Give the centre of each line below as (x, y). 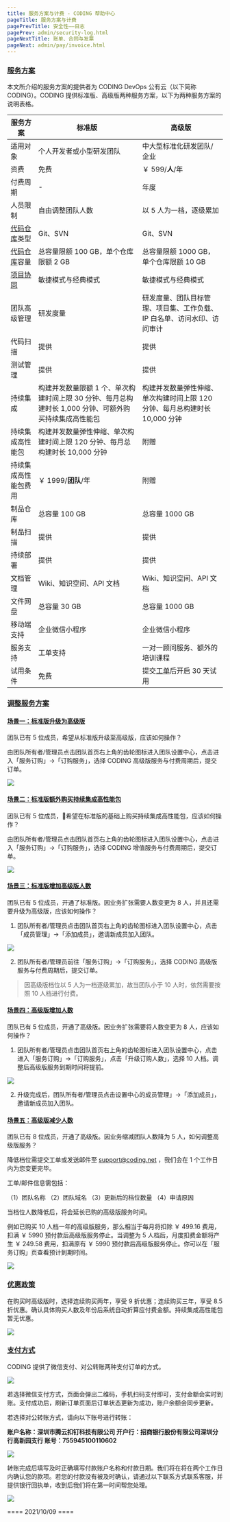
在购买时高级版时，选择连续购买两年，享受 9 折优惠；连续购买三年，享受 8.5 (115, 1301)
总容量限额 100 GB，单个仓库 (86, 252)
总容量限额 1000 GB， (178, 252)
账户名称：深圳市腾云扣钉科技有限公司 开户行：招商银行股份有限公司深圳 (110, 1431)
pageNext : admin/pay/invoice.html (56, 45)
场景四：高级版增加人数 (40, 1010)
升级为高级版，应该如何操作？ (55, 911)
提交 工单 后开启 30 (171, 671)
